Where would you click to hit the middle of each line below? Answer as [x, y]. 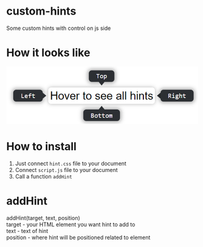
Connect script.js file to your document [66, 170]
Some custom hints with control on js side [59, 28]
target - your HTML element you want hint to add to [71, 224]
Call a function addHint [43, 176]
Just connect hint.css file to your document [71, 163]
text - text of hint [27, 231]
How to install [42, 146]
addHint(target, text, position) [43, 218]
